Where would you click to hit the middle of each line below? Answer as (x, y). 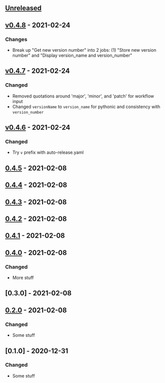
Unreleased (24, 8)
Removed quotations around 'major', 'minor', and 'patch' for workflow (83, 96)
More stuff (23, 278)
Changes (16, 39)
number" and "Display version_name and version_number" (72, 55)
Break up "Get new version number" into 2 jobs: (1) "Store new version (84, 50)
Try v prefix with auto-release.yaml (48, 152)
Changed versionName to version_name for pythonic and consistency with (86, 106)
